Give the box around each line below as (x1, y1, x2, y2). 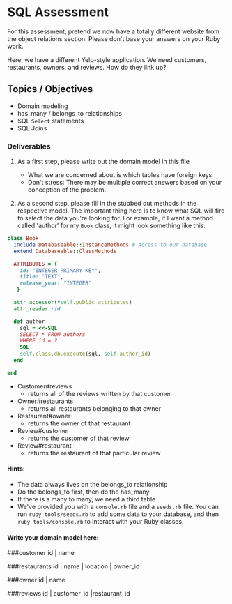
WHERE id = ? (20, 338, 58, 345)
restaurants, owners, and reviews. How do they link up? (7, 63, 167, 71)
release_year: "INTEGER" (20, 280, 92, 287)
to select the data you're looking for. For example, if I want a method (17, 214, 214, 222)
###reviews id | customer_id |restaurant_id (7, 589, 130, 598)
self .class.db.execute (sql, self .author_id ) (20, 350, 151, 358)
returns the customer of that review (27, 434, 130, 442)
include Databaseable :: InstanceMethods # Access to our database (13, 241, 208, 248)
